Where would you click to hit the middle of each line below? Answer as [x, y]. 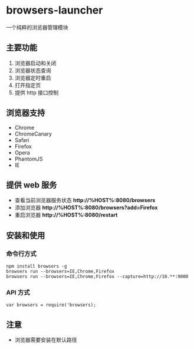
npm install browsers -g [37, 266]
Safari [22, 140]
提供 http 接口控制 [37, 93]
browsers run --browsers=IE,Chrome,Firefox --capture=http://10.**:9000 [97, 277]
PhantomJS [29, 159]
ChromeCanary [33, 134]
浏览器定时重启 [33, 78]
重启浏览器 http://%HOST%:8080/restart [66, 215]
